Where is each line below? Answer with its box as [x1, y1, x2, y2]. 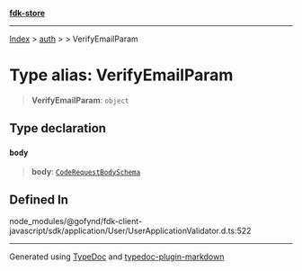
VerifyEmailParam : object [31, 95, 129, 105]
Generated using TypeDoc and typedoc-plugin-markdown [9, 251, 225, 262]
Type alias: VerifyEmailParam [9, 65, 234, 86]
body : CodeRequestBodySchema [31, 166, 141, 176]
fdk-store [9, 8, 46, 18]
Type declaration [9, 121, 106, 136]
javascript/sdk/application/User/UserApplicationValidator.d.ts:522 [9, 225, 252, 237]
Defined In [9, 193, 69, 208]
